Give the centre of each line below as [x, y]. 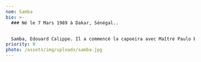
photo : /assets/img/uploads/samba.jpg [54, 50]
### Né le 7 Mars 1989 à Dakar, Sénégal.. [65, 23]
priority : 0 [20, 44]
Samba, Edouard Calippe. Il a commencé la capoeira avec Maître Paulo [101, 39]
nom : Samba [19, 12]
